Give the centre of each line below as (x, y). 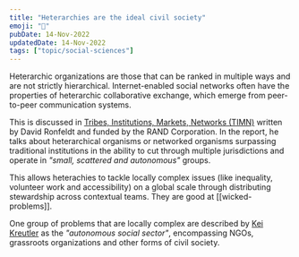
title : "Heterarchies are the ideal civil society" (107, 17)
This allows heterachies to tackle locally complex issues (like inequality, (141, 178)
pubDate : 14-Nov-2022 (50, 34)
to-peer (23, 105)
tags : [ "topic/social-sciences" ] (72, 51)
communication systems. (85, 105)
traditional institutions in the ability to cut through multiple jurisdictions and (147, 151)
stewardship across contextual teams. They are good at (112, 197)
